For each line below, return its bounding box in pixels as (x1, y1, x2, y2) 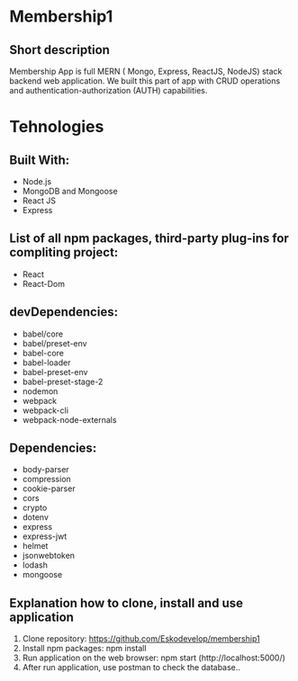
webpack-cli (22, 405, 69, 416)
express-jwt (22, 531, 68, 542)
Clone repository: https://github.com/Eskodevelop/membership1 (22, 633, 260, 644)
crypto (22, 502, 48, 514)
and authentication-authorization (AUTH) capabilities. (9, 85, 208, 95)
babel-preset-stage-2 (22, 376, 104, 387)
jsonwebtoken (22, 551, 75, 561)
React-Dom (22, 278, 66, 289)
